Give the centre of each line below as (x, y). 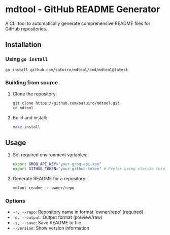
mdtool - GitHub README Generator (83, 9)
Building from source (32, 83)
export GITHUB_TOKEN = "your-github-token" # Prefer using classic (83, 169)
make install (26, 127)
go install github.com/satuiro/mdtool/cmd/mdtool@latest (67, 70)
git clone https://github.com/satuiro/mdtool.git (66, 103)
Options (15, 200)
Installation (23, 45)
